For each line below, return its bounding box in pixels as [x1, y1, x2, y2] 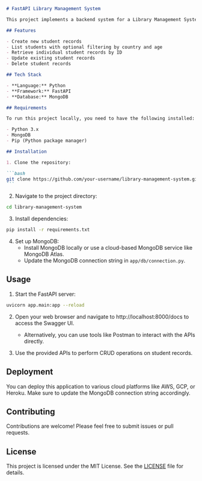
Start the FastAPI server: [14, 290, 76, 298]
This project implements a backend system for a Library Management [6, 16, 182, 22]
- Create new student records [6, 38, 82, 45]
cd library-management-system [6, 204, 82, 211]
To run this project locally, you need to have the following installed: [6, 115, 195, 122]
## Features [6, 27, 36, 33]
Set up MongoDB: [14, 238, 59, 244]
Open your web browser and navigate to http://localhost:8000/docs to [14, 313, 189, 320]
